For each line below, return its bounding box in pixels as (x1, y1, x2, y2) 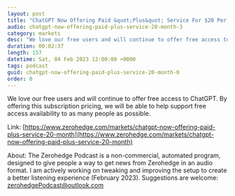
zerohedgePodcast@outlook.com (7, 181, 104, 190)
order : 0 (7, 75, 33, 83)
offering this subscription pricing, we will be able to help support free (7, 102, 206, 111)
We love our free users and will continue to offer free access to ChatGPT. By (7, 94, 227, 103)
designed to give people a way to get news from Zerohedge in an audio (7, 159, 213, 167)
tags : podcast (7, 62, 49, 69)
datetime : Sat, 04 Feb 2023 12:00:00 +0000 (7, 56, 136, 63)
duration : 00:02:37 (7, 43, 64, 50)
